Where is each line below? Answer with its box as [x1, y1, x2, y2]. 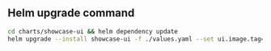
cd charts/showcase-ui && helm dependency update [7, 27, 179, 35]
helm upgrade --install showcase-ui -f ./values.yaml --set [7, 35, 215, 43]
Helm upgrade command [7, 6, 135, 20]
